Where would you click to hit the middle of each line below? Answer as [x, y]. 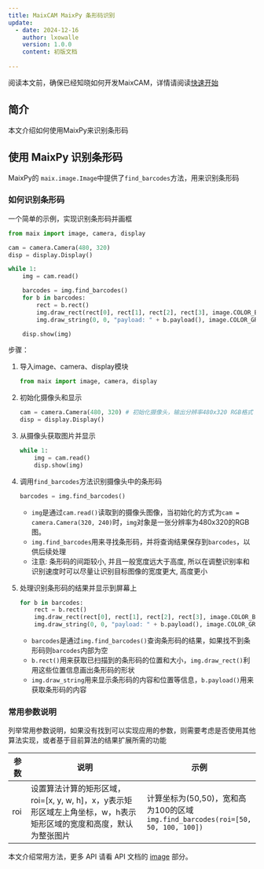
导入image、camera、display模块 [74, 367]
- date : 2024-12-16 [47, 30]
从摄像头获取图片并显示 [57, 436]
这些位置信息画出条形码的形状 [86, 670]
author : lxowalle [51, 37]
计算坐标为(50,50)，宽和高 [196, 798]
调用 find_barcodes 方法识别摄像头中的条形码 [91, 481]
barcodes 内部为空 [80, 651]
